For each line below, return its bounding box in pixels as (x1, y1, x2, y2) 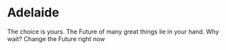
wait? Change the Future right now (7, 34, 105, 42)
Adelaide (7, 5, 60, 21)
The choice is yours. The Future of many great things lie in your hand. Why (7, 27, 219, 36)
